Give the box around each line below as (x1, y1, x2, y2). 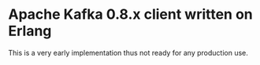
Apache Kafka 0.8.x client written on (8, 5, 254, 23)
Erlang (8, 22, 52, 40)
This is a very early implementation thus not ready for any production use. (8, 48, 248, 57)
